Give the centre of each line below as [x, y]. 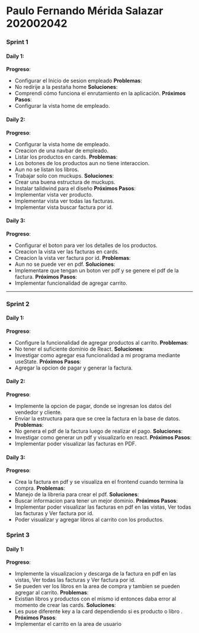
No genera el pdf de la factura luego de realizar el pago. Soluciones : [99, 431]
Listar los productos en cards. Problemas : [66, 157]
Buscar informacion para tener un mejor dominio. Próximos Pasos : [96, 501]
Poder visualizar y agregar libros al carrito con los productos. [89, 520]
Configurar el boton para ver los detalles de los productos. [86, 245]
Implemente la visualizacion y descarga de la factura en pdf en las [95, 574]
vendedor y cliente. [38, 412]
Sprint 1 [17, 42]
